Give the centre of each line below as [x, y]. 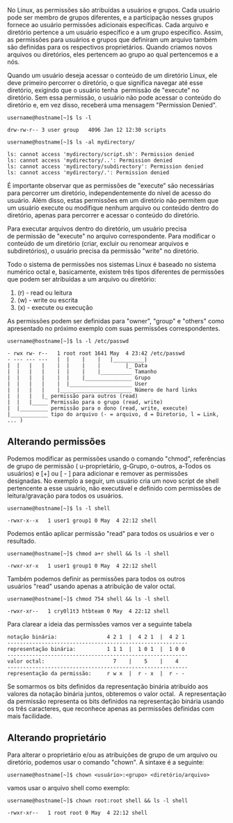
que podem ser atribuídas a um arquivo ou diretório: [82, 279]
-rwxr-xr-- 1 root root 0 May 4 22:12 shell [78, 813]
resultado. [22, 541]
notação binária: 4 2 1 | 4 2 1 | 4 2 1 [96, 637]
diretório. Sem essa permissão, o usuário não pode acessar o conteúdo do [114, 98]
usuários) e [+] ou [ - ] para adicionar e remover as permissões [98, 473]
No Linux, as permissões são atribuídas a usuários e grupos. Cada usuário [114, 10]
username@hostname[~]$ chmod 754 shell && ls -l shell [88, 599]
